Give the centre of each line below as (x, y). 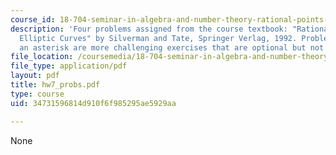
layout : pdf (35, 76)
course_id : (33, 19)
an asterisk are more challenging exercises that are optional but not (172, 47)
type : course (37, 94)
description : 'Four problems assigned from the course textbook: (149, 29)
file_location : (42, 57)
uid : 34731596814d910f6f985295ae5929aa (93, 103)
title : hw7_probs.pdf (55, 85)
